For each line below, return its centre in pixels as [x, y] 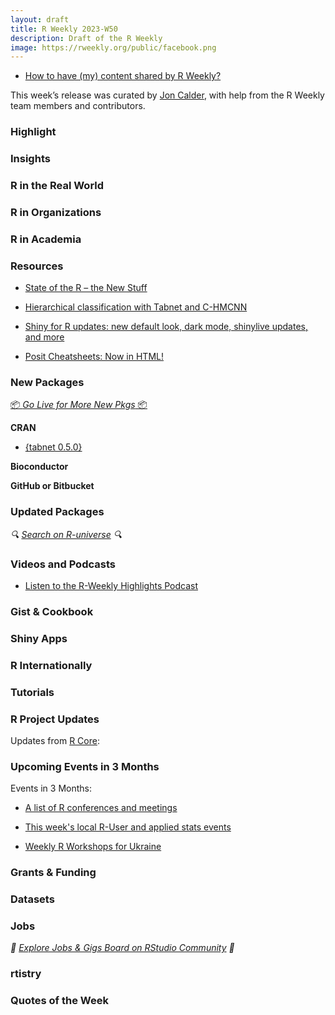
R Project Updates [55, 719]
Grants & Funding [53, 873]
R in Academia [46, 239]
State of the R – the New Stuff [86, 288]
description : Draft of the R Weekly [86, 38]
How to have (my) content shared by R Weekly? [123, 76]
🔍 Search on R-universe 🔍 [66, 534]
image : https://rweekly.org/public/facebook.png [113, 47]
